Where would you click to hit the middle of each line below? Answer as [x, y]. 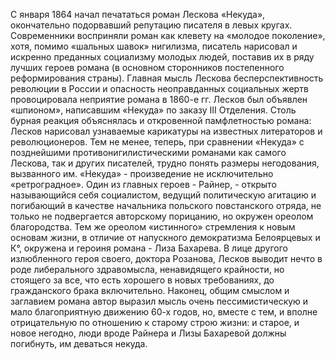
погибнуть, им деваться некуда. [79, 343]
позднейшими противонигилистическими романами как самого [148, 152]
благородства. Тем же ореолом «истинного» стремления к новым [153, 227]
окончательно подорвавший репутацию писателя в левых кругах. [151, 25]
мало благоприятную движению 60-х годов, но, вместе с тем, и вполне [164, 312]
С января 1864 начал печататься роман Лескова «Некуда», [138, 14]
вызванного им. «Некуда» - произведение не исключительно [142, 173]
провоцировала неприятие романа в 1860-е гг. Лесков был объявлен [159, 99]
